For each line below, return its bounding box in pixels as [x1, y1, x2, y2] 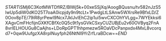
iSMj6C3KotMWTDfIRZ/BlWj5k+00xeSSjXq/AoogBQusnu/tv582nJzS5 [19, 4, 161, 10]
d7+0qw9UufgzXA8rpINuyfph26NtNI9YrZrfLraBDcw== [5, 31, 118, 36]
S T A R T [5, 4, 19, 10]
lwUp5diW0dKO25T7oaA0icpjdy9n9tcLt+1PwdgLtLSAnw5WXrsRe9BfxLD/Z [5, 9, 159, 15]
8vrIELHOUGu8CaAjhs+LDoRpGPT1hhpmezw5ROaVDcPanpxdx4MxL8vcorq [5, 25, 162, 31]
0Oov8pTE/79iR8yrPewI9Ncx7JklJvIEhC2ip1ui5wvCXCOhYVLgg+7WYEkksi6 [5, 15, 162, 20]
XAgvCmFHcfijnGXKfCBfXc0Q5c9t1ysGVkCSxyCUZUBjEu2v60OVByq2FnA [5, 20, 160, 26]
